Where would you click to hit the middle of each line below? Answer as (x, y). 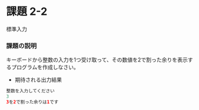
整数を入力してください (31, 91)
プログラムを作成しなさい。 (45, 67)
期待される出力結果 (38, 80)
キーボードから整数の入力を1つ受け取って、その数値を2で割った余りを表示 (97, 60)
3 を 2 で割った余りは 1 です (32, 102)
